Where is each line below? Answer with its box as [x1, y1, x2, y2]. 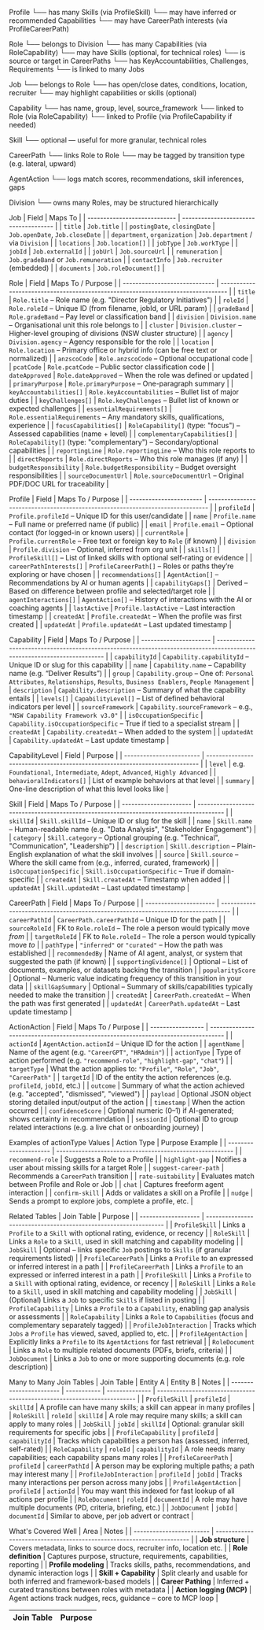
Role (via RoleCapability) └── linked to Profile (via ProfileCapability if [9, 112, 233, 121]
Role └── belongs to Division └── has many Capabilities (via [9, 39, 207, 49]
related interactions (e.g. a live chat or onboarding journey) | [9, 1122, 203, 1132]
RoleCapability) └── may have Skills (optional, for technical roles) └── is [9, 48, 246, 57]
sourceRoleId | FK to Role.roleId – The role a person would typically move [9, 923, 250, 933]
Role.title [13, 297, 49, 305]
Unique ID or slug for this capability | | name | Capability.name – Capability [9, 660, 247, 669]
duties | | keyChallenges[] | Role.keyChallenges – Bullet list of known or [9, 396, 239, 405]
